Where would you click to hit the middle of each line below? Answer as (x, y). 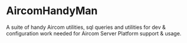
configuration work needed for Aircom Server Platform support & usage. (94, 33)
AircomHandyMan (52, 11)
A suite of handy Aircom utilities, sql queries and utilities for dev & (86, 27)
